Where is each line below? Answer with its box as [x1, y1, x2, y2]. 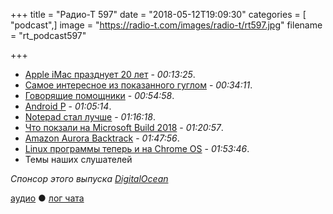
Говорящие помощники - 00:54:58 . [24, 90, 175, 101]
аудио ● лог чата [10, 192, 85, 204]
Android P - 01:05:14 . [24, 100, 112, 112]
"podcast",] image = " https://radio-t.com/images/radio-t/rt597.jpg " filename [10, 19, 323, 31]
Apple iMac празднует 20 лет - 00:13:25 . [24, 69, 196, 80]
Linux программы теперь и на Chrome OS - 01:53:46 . [24, 143, 250, 154]
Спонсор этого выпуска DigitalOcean [10, 173, 169, 184]
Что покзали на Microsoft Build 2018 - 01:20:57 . [24, 122, 224, 133]
